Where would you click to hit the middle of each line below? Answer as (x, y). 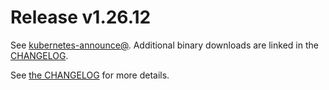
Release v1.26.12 (81, 17)
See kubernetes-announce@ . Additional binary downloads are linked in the (164, 45)
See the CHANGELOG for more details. (90, 75)
